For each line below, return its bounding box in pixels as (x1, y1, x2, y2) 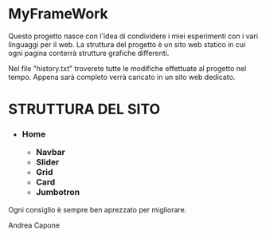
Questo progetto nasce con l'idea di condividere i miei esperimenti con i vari (8, 31, 259, 41)
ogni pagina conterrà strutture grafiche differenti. (8, 48, 170, 58)
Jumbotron (35, 187, 80, 198)
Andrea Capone (8, 220, 61, 230)
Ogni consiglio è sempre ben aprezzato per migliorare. (8, 204, 187, 214)
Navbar (35, 147, 65, 158)
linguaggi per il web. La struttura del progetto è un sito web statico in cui (8, 39, 246, 49)
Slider (35, 157, 60, 168)
